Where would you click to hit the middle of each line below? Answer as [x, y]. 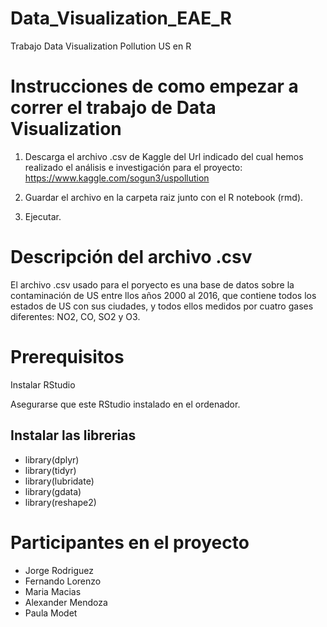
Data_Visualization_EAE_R [121, 18]
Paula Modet [51, 613]
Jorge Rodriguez [59, 570]
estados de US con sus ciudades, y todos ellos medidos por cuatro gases [162, 306]
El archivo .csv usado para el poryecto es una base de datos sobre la [152, 284]
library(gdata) [53, 491]
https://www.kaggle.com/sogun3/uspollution [117, 178]
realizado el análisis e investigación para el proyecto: [133, 167]
